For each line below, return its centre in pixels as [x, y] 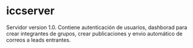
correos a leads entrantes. [39, 40]
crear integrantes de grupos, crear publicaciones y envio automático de [94, 33]
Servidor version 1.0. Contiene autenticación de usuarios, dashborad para [97, 27]
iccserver [30, 11]
